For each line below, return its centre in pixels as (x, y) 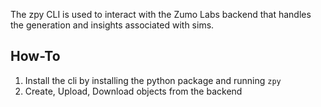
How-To (35, 56)
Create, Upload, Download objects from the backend (133, 91)
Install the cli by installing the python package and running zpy (153, 80)
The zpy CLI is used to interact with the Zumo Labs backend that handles (161, 14)
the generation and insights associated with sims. (112, 25)
